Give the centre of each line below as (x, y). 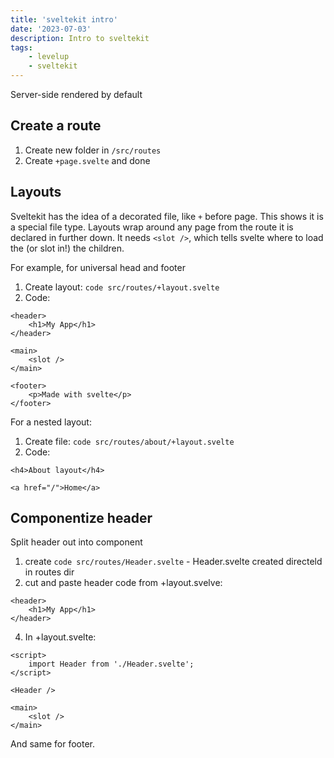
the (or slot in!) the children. (67, 248)
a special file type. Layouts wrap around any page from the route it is (152, 227)
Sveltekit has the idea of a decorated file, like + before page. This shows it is (167, 216)
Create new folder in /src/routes (93, 150)
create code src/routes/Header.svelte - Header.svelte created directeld (173, 562)
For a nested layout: (51, 422)
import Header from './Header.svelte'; (111, 664)
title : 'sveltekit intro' (64, 19)
